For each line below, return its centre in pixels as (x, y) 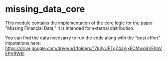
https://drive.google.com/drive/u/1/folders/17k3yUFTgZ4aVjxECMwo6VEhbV (83, 48)
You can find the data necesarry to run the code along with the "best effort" (83, 38)
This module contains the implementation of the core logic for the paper (79, 23)
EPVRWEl (15, 54)
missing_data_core (45, 9)
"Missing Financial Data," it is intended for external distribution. (70, 28)
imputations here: (23, 43)
